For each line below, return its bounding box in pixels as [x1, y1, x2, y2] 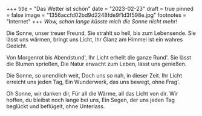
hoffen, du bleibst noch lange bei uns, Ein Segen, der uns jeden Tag [6, 96, 175, 103]
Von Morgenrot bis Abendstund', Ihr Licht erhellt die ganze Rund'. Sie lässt [6, 54, 192, 61]
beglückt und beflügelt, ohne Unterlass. [6, 103, 105, 110]
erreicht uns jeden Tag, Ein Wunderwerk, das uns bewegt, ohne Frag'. [6, 78, 180, 85]
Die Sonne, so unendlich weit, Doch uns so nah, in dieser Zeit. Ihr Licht [6, 72, 183, 79]
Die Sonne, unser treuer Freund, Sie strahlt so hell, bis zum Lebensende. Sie [6, 29, 197, 37]
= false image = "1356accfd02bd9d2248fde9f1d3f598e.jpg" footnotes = [6, 11, 187, 19]
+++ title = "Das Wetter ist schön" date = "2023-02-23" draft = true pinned [6, 5, 194, 12]
